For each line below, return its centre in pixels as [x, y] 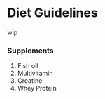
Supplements [30, 51]
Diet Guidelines [52, 13]
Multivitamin [35, 73]
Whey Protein [37, 88]
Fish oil [28, 66]
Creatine [30, 81]
